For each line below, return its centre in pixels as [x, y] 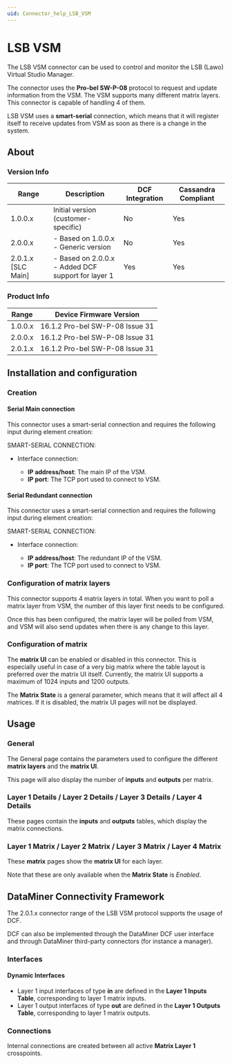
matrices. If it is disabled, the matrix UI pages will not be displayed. [102, 702]
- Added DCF [75, 267]
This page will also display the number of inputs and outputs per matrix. [110, 779]
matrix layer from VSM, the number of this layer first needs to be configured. [116, 606]
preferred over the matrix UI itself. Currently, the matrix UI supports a [105, 674]
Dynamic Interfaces [36, 976]
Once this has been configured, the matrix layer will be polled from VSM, [110, 619]
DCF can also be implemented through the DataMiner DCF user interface [110, 933]
